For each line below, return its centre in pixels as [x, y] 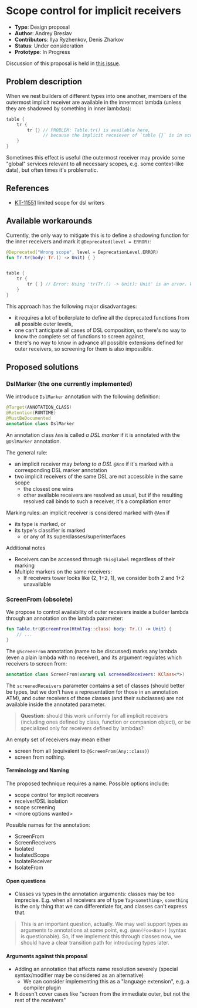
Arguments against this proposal [47, 956]
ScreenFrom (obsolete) [40, 599]
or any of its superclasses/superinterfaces [74, 536]
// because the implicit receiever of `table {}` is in [113, 135]
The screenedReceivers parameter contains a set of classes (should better [95, 685]
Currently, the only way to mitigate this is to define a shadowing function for [98, 235]
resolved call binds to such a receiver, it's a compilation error [97, 501]
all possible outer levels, [44, 324]
